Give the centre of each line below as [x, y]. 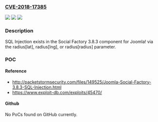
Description [19, 31]
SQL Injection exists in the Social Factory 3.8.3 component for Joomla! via [79, 41]
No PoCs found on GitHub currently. [41, 114]
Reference [16, 71]
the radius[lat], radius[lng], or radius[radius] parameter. [60, 47]
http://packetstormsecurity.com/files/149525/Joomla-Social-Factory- [82, 82]
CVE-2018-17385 [26, 7]
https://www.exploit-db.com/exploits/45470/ [57, 92]
